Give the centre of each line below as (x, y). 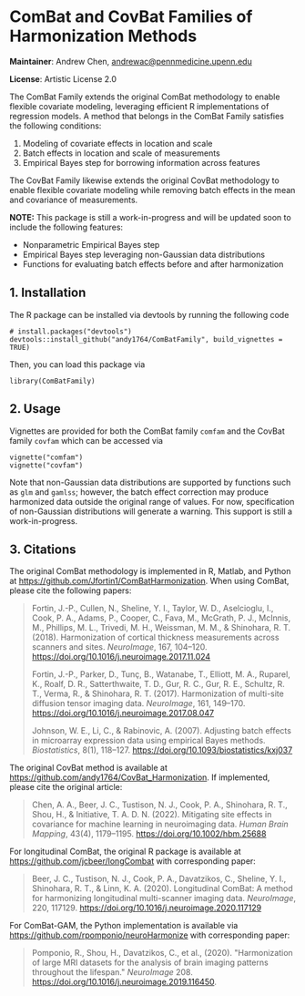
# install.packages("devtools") (71, 331)
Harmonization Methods (103, 36)
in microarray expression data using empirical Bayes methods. (148, 741)
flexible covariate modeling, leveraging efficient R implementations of (139, 106)
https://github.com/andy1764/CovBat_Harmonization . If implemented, (140, 777)
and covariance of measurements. (74, 200)
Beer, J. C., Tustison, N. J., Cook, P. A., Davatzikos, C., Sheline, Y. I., (159, 879)
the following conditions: (56, 126)
